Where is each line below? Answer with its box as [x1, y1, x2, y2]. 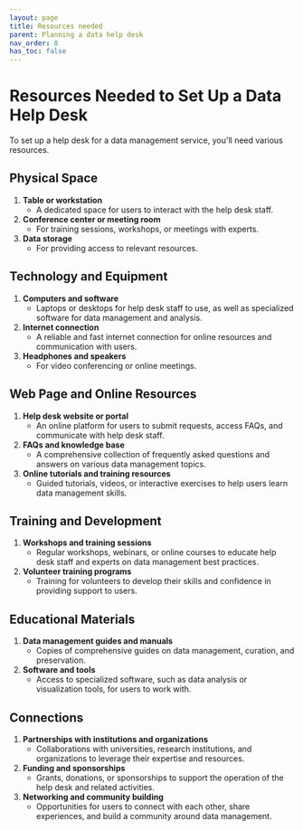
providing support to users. [35, 585, 137, 597]
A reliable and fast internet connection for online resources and [35, 331, 272, 342]
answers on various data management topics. [35, 458, 206, 469]
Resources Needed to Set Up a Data [9, 86, 282, 107]
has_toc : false [9, 47, 67, 56]
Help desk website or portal [22, 410, 129, 421]
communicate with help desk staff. [35, 429, 165, 440]
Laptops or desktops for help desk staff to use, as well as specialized [35, 302, 294, 313]
